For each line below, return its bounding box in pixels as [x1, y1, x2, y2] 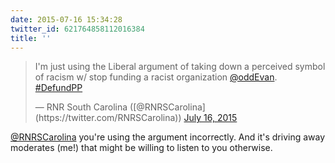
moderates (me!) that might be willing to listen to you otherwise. [10, 142, 273, 154]
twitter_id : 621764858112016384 [10, 24, 145, 34]
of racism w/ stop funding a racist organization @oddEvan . [34, 71, 278, 83]
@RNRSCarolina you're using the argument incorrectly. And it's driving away [10, 131, 326, 143]
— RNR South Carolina [34, 101, 128, 113]
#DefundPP [34, 82, 83, 94]
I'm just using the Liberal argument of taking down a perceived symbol [34, 61, 326, 73]
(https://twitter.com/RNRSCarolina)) [34, 112, 182, 124]
